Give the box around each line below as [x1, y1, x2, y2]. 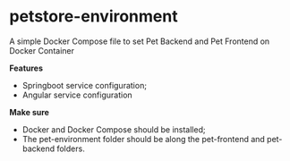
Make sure [9, 106, 49, 117]
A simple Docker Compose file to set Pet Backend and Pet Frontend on [9, 36, 270, 47]
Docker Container [9, 45, 74, 55]
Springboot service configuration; [21, 80, 148, 90]
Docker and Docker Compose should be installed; [21, 123, 206, 135]
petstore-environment [9, 6, 178, 27]
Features [9, 63, 43, 73]
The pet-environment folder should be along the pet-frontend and [21, 133, 266, 144]
